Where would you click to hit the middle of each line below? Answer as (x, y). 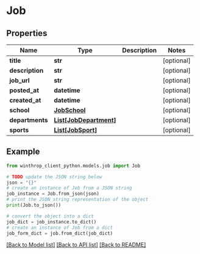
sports (19, 130)
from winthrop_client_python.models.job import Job (73, 165)
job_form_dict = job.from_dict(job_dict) (60, 233)
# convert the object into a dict (50, 216)
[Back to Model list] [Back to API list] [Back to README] (76, 245)
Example (23, 152)
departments (29, 120)
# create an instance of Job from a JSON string (69, 188)
